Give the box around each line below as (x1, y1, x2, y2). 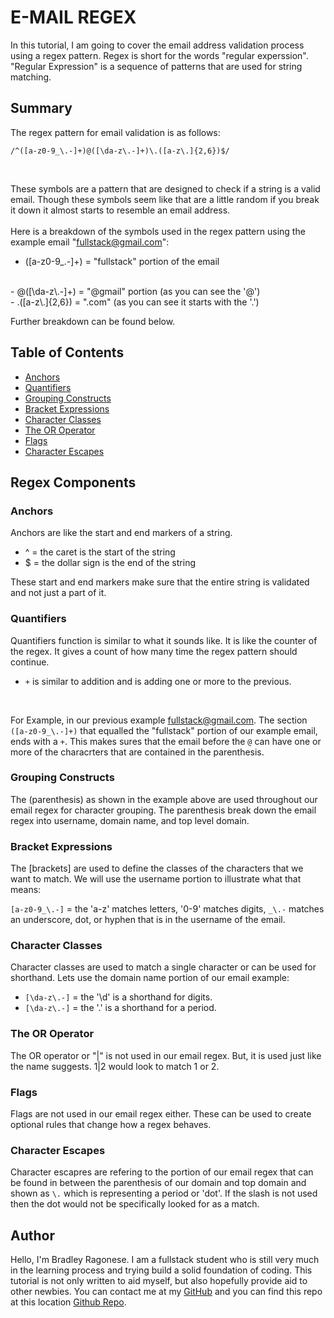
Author (10, 1227, 55, 1244)
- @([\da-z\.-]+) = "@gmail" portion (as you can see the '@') (10, 285, 261, 297)
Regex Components (10, 474, 137, 491)
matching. (10, 71, 52, 83)
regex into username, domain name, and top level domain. (10, 814, 250, 826)
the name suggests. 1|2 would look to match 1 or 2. (10, 1060, 220, 1072)
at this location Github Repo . (10, 1296, 127, 1308)
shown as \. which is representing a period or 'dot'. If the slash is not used (10, 1187, 318, 1200)
